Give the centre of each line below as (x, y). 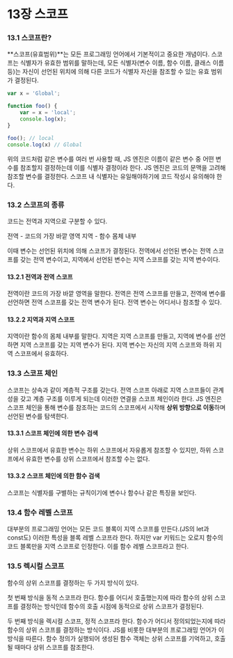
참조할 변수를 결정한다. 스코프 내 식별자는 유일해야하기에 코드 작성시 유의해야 (111, 176)
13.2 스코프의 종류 (36, 205)
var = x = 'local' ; (48, 113)
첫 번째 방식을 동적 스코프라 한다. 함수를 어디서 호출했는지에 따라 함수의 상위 (110, 597)
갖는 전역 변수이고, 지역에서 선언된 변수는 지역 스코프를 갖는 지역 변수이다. (120, 259)
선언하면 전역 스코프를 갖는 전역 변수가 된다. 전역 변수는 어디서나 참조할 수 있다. (115, 302)
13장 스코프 (38, 14)
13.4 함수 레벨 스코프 (40, 512)
